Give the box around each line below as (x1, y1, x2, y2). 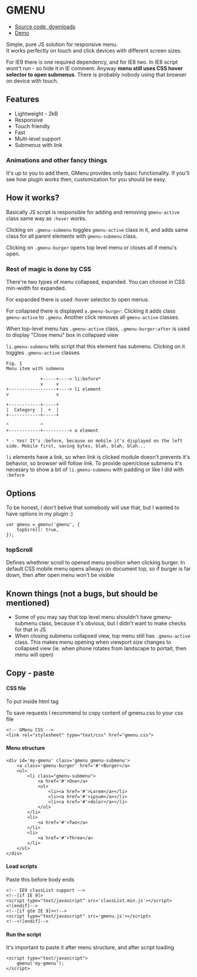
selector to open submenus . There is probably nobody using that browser (6, 71, 187, 78)
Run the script (6, 930, 42, 938)
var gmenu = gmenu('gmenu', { (6, 522, 81, 527)
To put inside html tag (6, 697, 59, 705)
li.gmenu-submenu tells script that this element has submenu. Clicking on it (6, 343, 185, 350)
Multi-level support (14, 135, 61, 142)
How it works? (6, 193, 60, 203)
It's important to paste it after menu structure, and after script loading (6, 944, 175, 951)
